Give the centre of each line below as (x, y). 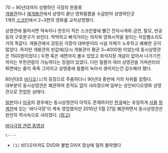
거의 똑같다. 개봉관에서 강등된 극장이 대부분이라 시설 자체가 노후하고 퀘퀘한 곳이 (83, 43)
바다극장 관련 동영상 (25, 126)
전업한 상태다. (32, 92)
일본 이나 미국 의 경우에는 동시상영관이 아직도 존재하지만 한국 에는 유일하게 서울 (81, 102)
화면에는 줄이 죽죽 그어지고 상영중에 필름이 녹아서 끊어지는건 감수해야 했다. (79, 68)
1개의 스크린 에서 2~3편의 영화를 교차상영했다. (50, 20)
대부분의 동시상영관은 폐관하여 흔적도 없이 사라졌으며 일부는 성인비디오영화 (79, 85)
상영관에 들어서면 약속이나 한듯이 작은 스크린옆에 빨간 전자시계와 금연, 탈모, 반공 (84, 31)
